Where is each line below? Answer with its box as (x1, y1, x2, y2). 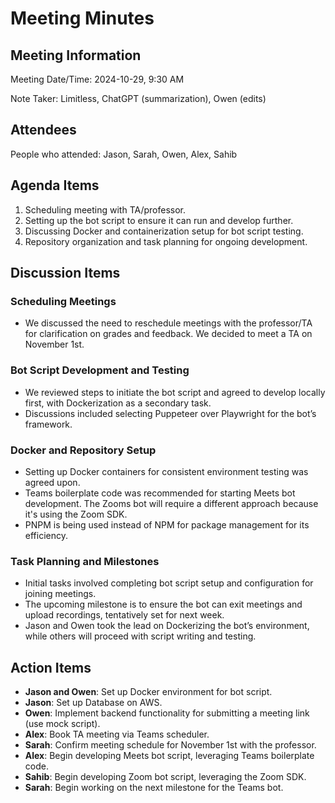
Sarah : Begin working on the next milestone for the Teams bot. (24, 782, 284, 794)
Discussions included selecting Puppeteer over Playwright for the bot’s (24, 407, 317, 419)
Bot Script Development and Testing (10, 363, 190, 377)
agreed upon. (24, 476, 81, 488)
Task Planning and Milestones (10, 554, 160, 568)
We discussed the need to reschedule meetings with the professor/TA (24, 317, 313, 329)
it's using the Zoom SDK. (24, 508, 128, 520)
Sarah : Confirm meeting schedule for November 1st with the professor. (24, 739, 317, 751)
